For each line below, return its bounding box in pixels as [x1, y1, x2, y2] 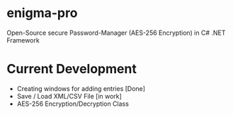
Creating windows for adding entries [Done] [16, 84, 146, 93]
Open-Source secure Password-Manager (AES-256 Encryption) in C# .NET [6, 28, 226, 37]
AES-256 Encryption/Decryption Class [16, 99, 129, 108]
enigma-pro [6, 5, 78, 21]
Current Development [6, 61, 137, 77]
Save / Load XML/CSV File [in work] [16, 92, 122, 100]
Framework [6, 35, 40, 44]
